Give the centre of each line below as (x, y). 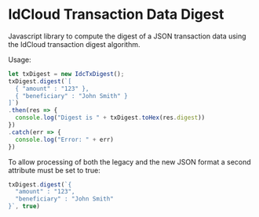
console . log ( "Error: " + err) (64, 139)
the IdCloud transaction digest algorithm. (74, 44)
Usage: (20, 60)
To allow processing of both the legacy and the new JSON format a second (129, 161)
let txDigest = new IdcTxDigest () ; (66, 74)
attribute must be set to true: (54, 170)
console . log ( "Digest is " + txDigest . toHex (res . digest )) (110, 118)
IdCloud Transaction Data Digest (116, 14)
